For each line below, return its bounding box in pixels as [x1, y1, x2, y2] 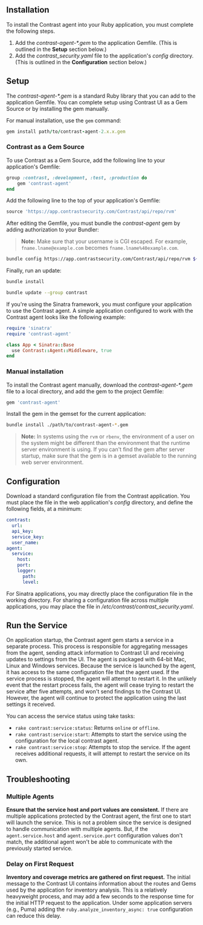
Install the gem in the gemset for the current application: [6, 410, 146, 418]
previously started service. [6, 845, 73, 852]
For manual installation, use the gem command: [6, 116, 121, 124]
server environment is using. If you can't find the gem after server [21, 446, 185, 453]
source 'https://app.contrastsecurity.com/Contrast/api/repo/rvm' [6, 209, 177, 215]
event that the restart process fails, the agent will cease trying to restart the [6, 681, 195, 689]
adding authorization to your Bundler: [6, 226, 99, 233]
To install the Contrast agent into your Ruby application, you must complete [6, 21, 194, 28]
